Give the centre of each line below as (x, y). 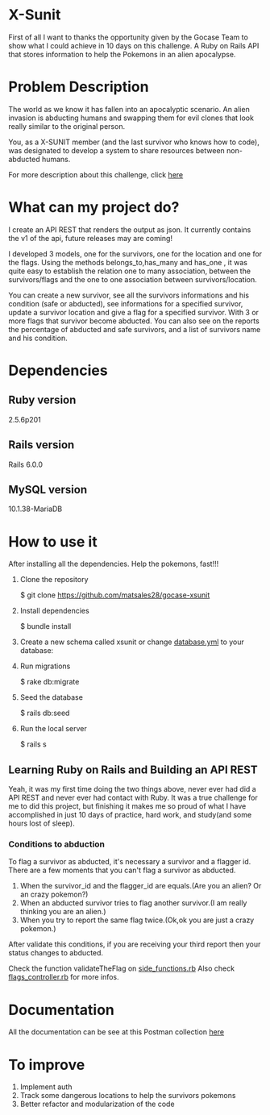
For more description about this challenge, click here (96, 174)
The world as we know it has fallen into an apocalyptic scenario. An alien (129, 109)
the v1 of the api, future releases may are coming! (91, 238)
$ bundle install (46, 626)
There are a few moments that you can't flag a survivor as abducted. (122, 870)
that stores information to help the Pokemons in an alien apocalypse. (122, 54)
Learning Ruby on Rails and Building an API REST (133, 770)
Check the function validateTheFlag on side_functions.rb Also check (122, 968)
